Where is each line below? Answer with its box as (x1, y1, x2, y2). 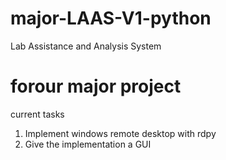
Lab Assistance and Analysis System (10, 40, 162, 52)
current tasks (10, 108, 65, 120)
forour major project (10, 75, 182, 98)
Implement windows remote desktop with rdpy (24, 127, 217, 139)
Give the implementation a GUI (24, 138, 152, 150)
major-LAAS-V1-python (10, 7, 212, 30)
